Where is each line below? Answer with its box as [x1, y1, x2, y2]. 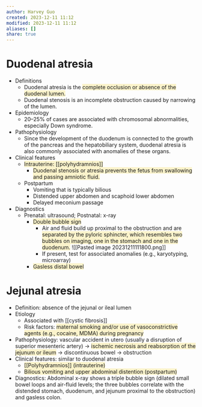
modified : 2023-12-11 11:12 [6, 20, 77, 26]
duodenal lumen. [23, 90, 66, 97]
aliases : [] [6, 25, 36, 32]
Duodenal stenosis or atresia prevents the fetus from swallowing [32, 167, 192, 174]
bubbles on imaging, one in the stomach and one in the [41, 238, 179, 245]
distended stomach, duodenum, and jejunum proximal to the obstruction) [14, 387, 196, 394]
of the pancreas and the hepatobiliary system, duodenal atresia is [23, 141, 186, 148]
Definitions [14, 77, 42, 84]
